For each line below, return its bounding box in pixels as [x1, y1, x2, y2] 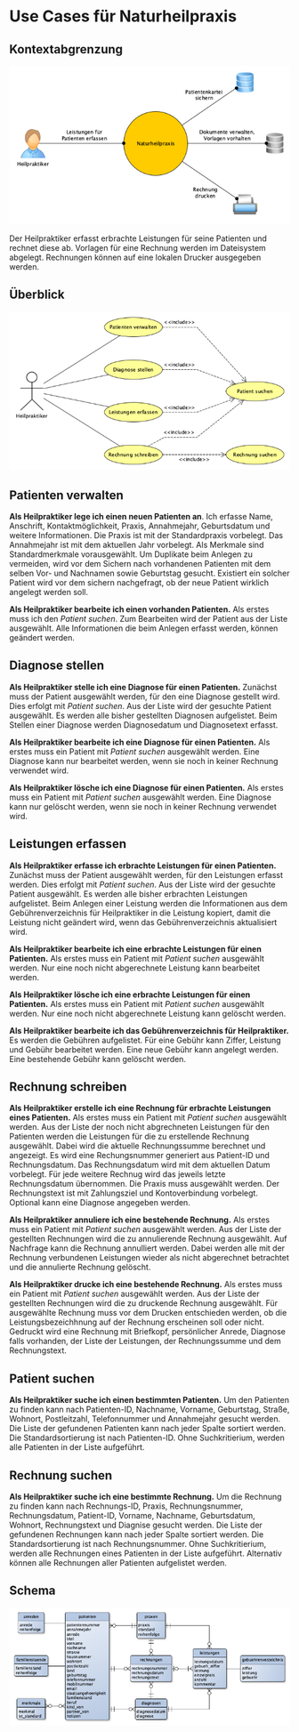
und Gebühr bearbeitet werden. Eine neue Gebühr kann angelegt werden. [9, 1043, 279, 1055]
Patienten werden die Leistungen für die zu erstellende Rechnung [9, 1132, 250, 1142]
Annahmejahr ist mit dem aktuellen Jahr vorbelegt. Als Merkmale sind [9, 539, 264, 550]
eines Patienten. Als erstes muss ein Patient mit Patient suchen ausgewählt [9, 1112, 287, 1123]
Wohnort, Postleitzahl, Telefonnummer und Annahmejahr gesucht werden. [9, 1414, 281, 1424]
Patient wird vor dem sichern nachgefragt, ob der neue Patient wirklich [9, 576, 270, 588]
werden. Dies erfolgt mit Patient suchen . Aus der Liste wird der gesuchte [9, 879, 276, 890]
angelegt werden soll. [9, 586, 89, 597]
